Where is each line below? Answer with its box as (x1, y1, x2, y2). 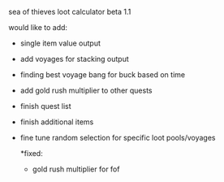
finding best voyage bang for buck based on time (19, 70, 185, 80)
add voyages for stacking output (19, 54, 130, 63)
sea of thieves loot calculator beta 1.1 (8, 7, 131, 16)
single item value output (19, 38, 101, 48)
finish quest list (19, 102, 71, 110)
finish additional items (19, 117, 94, 127)
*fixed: (19, 149, 43, 158)
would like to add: (8, 23, 67, 32)
